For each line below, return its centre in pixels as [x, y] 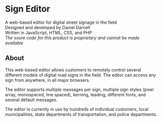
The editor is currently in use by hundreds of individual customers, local [77, 109]
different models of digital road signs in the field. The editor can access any [81, 75]
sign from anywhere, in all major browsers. [48, 80]
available [14, 43]
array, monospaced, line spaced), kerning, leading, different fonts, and [75, 94]
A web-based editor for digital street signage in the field [61, 22]
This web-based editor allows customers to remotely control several [73, 70]
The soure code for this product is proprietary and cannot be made [72, 38]
